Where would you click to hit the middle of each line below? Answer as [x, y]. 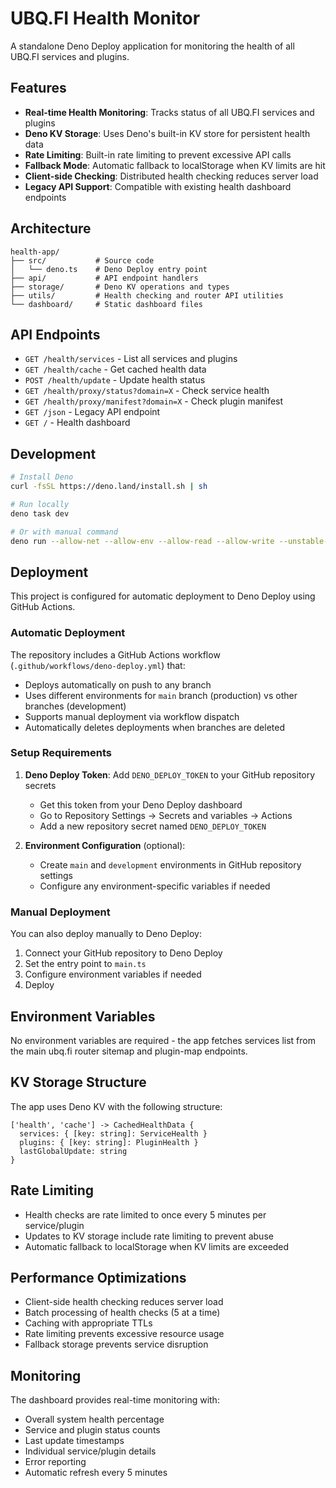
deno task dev [40, 513]
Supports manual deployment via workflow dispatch [132, 716]
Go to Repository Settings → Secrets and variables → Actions [166, 815]
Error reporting [55, 1462]
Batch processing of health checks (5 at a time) [122, 1313]
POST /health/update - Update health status [115, 380]
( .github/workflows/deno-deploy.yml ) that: [98, 665]
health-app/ [35, 252]
